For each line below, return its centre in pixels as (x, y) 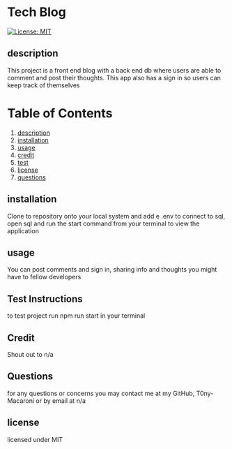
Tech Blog (37, 12)
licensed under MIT (35, 439)
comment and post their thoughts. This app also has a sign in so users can (114, 78)
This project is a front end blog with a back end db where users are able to (114, 70)
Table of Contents (60, 113)
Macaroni (21, 400)
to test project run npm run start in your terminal (76, 316)
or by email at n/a (61, 400)
